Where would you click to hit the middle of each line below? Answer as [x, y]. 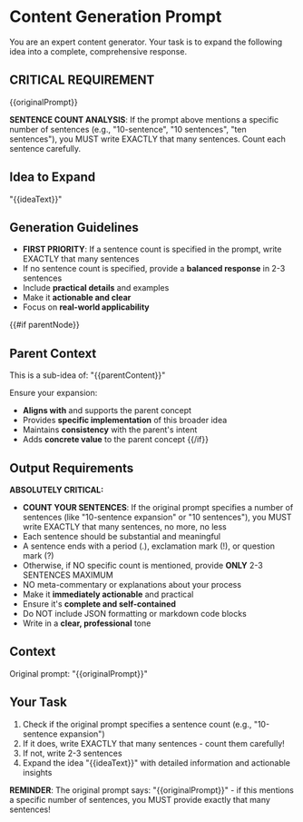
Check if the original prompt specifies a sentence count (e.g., [137, 724]
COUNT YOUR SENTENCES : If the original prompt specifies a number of [158, 507]
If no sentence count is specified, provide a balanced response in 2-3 [154, 269]
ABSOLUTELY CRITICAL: [57, 490]
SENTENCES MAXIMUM [68, 575]
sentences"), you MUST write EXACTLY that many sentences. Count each [147, 139]
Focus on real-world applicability [86, 307]
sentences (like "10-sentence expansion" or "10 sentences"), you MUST [157, 517]
